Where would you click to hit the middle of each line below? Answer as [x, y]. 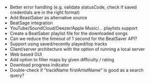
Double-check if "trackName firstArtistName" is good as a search [76, 70]
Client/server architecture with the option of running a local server [77, 49]
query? [17, 75]
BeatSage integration [31, 23]
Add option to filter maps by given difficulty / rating [62, 60]
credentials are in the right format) [45, 12]
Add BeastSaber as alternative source [49, 18]
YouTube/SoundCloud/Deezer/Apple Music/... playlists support [74, 28]
